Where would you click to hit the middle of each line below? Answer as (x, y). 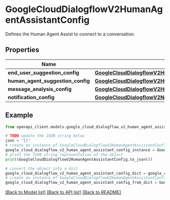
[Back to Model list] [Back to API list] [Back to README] (63, 192)
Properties (22, 50)
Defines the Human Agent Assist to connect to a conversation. (70, 34)
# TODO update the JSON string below (45, 136)
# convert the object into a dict (42, 168)
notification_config (31, 97)
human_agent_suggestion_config (49, 81)
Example (19, 115)
